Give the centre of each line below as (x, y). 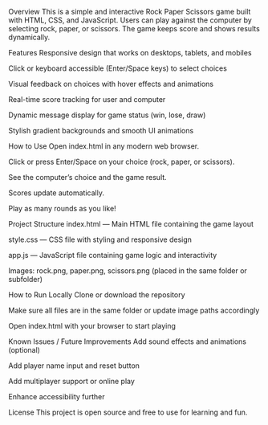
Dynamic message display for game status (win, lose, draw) (107, 115)
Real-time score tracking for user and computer (87, 99)
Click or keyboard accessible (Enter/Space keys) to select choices (118, 68)
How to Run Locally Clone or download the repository (97, 295)
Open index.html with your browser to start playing (92, 326)
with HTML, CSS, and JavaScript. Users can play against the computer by (130, 20)
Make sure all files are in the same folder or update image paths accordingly (134, 310)
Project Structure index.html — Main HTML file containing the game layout (131, 224)
